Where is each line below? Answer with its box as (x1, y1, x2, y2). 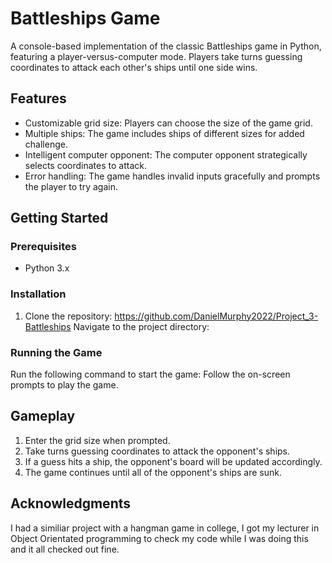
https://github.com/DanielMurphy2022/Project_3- (114, 310, 319, 322)
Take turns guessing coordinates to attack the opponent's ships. (24, 445, 291, 457)
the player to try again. (24, 180, 118, 192)
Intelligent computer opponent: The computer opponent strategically (24, 148, 308, 161)
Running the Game (10, 345, 103, 359)
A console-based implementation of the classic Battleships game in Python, (10, 40, 322, 52)
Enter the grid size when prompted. (24, 434, 171, 446)
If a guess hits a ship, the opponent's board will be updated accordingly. (24, 455, 323, 467)
